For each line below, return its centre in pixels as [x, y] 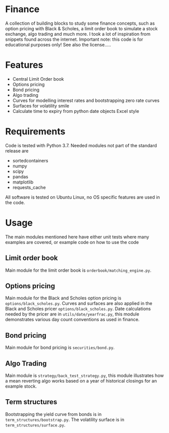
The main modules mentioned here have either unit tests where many [77, 237]
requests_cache [29, 187]
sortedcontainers [30, 160]
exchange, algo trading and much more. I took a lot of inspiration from [78, 34]
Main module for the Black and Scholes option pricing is [63, 298]
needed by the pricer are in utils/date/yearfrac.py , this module [72, 314]
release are [17, 151]
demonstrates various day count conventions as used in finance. [72, 320]
